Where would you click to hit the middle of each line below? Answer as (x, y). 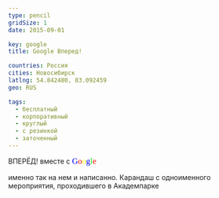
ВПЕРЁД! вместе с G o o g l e (52, 161)
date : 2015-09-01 (36, 30)
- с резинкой (36, 131)
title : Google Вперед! (45, 52)
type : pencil (29, 15)
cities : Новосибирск (42, 73)
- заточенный (36, 138)
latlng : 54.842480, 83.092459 (58, 80)
